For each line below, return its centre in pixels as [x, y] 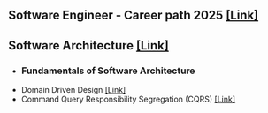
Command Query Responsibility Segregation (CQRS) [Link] [128, 99]
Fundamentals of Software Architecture [108, 71]
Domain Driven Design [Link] [73, 90]
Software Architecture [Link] [88, 45]
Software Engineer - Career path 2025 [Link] [134, 15]
